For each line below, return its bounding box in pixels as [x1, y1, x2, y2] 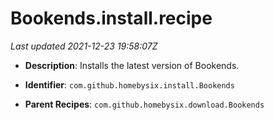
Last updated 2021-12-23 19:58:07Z [10, 40, 158, 52]
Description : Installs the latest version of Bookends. [24, 59, 240, 71]
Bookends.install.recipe [10, 7, 213, 30]
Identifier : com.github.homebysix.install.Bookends [24, 78, 235, 91]
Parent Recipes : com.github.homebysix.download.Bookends [24, 98, 265, 110]
